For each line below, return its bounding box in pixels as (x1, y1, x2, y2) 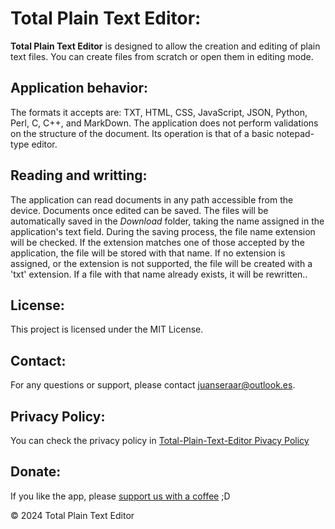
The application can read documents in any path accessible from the (10, 193, 294, 206)
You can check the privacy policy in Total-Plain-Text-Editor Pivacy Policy (10, 435, 310, 446)
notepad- (276, 127, 315, 139)
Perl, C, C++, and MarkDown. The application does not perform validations (10, 117, 319, 129)
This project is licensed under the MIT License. (10, 323, 204, 336)
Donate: (10, 463, 62, 481)
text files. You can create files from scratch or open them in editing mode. (10, 50, 314, 62)
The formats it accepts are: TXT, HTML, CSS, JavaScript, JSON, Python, (10, 106, 308, 118)
